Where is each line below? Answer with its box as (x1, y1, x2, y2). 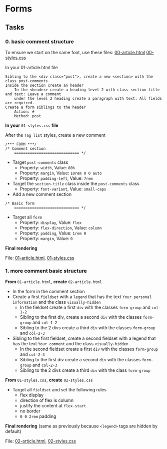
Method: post (14, 113, 41, 118)
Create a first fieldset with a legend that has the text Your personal (12, 294, 152, 300)
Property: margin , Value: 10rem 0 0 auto (19, 170, 102, 176)
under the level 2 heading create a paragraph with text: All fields (14, 96, 162, 101)
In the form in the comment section (12, 289, 85, 295)
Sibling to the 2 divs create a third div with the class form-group (19, 367, 151, 373)
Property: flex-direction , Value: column (19, 224, 102, 231)
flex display (19, 392, 44, 398)
